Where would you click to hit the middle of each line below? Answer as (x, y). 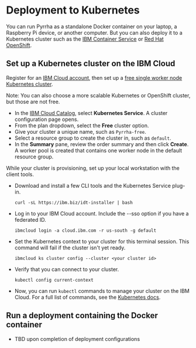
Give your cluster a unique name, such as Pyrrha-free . (80, 131)
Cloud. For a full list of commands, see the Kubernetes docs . (87, 297)
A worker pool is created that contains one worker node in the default (98, 150)
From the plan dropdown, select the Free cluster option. (82, 125)
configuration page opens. (47, 119)
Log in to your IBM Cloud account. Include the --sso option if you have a (102, 213)
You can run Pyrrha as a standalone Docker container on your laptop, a (92, 26)
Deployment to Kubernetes (73, 10)
